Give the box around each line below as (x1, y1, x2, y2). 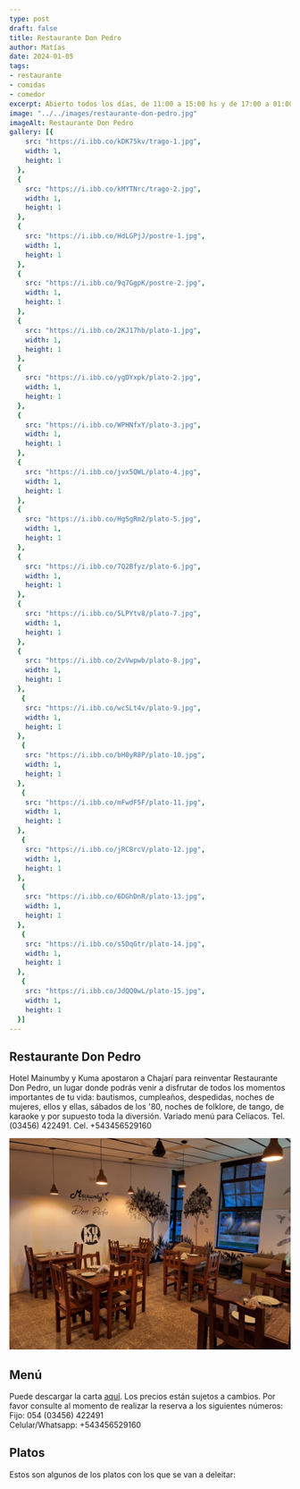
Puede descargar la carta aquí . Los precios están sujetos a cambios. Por (9, 1391, 276, 1401)
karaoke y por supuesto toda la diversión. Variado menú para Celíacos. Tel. (9, 1110, 286, 1122)
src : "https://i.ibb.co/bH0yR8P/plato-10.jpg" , (25, 751, 205, 760)
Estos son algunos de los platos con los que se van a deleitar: (9, 1468, 237, 1480)
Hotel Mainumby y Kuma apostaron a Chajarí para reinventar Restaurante (9, 1073, 279, 1084)
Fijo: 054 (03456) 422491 (9, 1410, 104, 1420)
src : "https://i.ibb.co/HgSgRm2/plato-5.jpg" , (25, 515, 202, 523)
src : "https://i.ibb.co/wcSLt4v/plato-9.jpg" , (25, 703, 202, 712)
